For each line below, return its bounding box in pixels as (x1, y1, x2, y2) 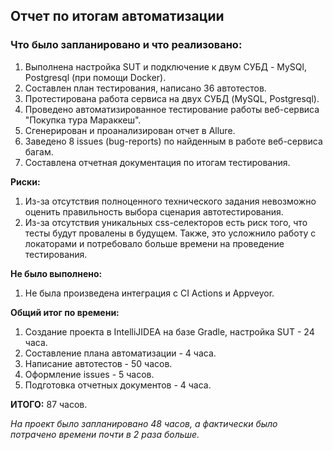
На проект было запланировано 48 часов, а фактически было (10, 417, 278, 429)
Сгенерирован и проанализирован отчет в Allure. (24, 124, 236, 136)
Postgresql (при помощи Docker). (24, 71, 167, 83)
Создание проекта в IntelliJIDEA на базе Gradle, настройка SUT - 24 (24, 325, 315, 338)
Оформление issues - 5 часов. (24, 368, 155, 380)
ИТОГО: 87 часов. (10, 398, 88, 410)
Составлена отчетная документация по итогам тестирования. (24, 156, 291, 168)
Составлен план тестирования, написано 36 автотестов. (24, 82, 267, 94)
